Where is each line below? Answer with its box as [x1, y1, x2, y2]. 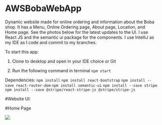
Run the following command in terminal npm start [12, 67, 111, 73]
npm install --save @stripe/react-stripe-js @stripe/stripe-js [5, 87, 136, 92]
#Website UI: [5, 95, 31, 102]
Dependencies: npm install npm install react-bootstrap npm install [5, 77, 146, 83]
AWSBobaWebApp [5, 3, 81, 14]
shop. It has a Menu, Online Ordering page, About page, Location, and [5, 24, 146, 30]
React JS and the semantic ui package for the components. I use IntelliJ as [5, 34, 154, 40]
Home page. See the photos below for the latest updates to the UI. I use [5, 29, 148, 35]
